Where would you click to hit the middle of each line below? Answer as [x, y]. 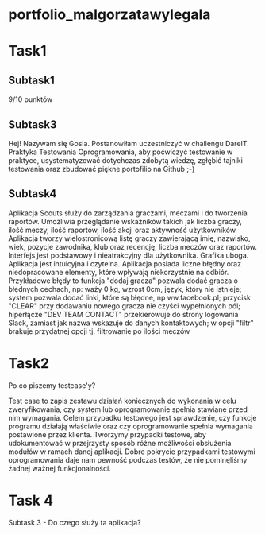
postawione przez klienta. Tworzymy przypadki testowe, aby [107, 434]
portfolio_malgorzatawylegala [109, 15]
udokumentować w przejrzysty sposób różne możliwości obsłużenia [120, 443]
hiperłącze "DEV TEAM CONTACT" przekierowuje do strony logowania [123, 314]
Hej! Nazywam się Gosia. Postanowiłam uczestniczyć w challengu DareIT [128, 143]
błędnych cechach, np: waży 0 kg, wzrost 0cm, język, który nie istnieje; [125, 289]
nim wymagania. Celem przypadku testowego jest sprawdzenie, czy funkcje [132, 417]
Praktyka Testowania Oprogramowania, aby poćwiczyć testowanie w [121, 152]
